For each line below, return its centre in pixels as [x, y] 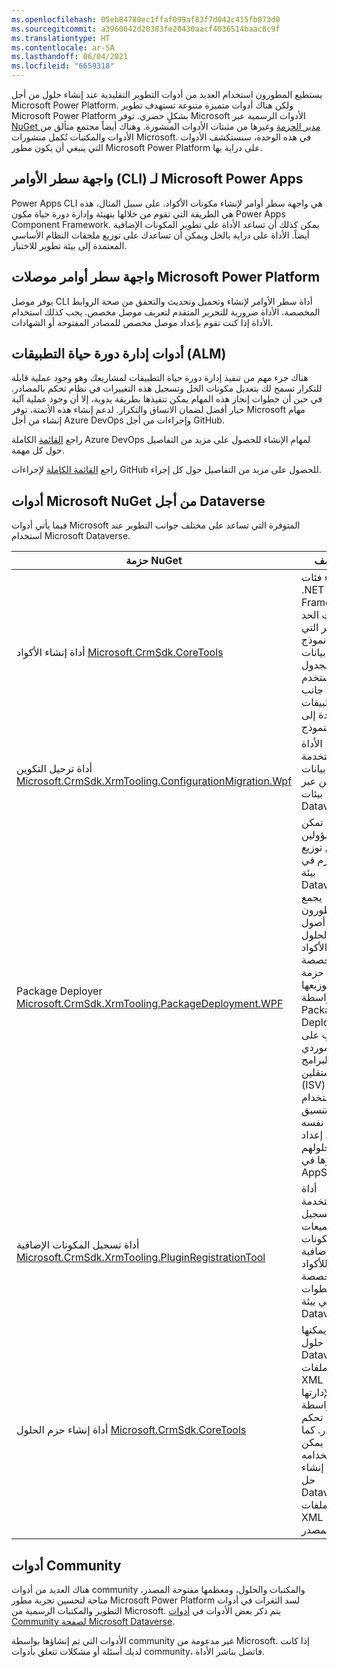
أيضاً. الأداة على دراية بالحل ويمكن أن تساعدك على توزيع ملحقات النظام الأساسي [160, 235]
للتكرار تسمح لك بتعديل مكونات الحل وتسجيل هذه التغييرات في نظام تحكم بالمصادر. [167, 388]
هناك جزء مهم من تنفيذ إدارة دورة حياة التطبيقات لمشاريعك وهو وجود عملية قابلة [160, 378]
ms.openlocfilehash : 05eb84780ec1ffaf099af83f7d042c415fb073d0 [146, 19]
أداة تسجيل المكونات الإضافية [78, 1245]
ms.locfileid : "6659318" [63, 66]
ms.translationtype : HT [61, 38]
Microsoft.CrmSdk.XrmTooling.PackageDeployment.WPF [150, 1004]
